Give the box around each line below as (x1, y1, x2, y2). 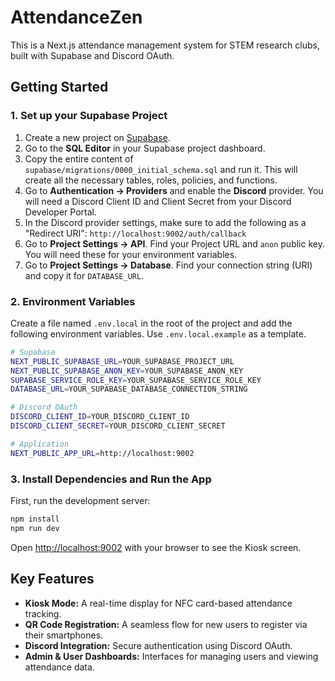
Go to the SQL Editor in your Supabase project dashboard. (24, 142, 266, 154)
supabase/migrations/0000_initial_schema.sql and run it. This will (24, 163, 298, 175)
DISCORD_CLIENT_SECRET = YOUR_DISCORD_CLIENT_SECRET (10, 421, 226, 431)
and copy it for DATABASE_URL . (24, 269, 145, 281)
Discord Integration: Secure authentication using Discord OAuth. (24, 639, 293, 651)
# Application (10, 439, 70, 449)
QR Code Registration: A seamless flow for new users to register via (24, 618, 308, 630)
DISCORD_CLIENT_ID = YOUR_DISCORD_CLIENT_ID (10, 412, 190, 422)
